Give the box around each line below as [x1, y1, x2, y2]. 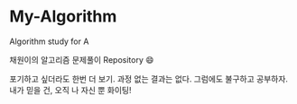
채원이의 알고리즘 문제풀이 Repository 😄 [9, 54, 154, 65]
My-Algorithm [9, 6, 117, 27]
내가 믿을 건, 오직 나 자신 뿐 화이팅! [9, 84, 132, 95]
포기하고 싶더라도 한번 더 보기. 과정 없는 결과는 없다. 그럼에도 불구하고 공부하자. [9, 74, 289, 84]
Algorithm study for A [9, 36, 89, 47]
